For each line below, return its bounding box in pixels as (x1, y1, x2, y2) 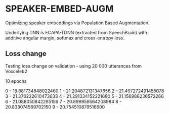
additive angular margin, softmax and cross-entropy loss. (5, 35, 125, 41)
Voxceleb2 (5, 68, 28, 74)
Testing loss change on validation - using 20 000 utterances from (5, 63, 142, 69)
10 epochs (5, 78, 27, 84)
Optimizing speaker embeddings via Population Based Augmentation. (5, 20, 150, 26)
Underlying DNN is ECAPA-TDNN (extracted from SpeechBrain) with (5, 29, 148, 35)
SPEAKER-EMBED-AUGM (5, 3, 114, 15)
